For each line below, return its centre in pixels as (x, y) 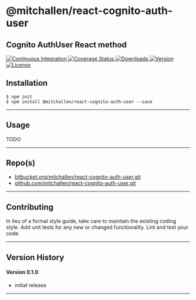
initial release (30, 285)
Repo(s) (21, 163)
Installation (27, 83)
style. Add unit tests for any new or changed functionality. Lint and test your (97, 227)
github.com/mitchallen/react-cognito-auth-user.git (75, 183)
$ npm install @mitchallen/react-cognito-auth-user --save (79, 102)
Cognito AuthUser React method (66, 45)
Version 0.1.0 (22, 272)
